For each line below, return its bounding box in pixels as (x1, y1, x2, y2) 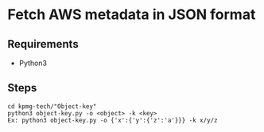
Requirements (7, 37, 79, 51)
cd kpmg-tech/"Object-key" (7, 102, 97, 111)
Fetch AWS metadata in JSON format (7, 6, 256, 24)
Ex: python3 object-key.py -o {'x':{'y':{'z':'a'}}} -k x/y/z (7, 116, 218, 124)
